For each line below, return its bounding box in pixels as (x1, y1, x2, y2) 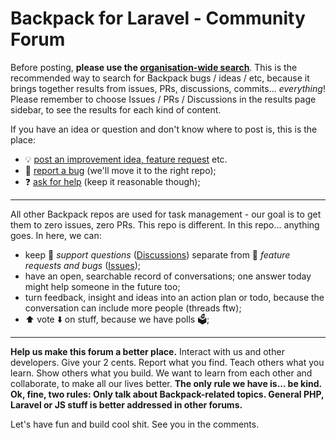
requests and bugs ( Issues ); (24, 259, 141, 271)
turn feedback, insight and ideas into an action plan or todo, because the (24, 291, 325, 303)
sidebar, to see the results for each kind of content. (10, 103, 222, 116)
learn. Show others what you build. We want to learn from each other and (10, 367, 313, 379)
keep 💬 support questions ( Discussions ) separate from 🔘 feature (24, 248, 291, 261)
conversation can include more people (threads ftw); (24, 302, 242, 314)
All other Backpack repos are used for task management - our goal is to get (10, 208, 322, 220)
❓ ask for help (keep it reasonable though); (24, 175, 201, 187)
